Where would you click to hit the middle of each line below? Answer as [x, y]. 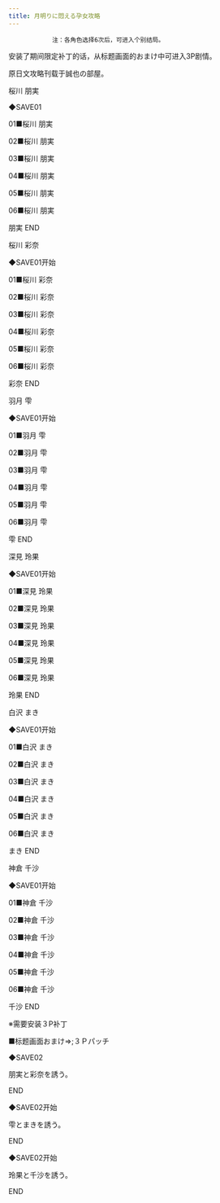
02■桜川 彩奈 [32, 296]
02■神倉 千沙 [32, 920]
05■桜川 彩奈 [31, 349]
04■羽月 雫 [28, 487]
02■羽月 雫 [28, 452]
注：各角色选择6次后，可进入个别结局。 [108, 40]
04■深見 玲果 [32, 643]
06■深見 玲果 [32, 678]
